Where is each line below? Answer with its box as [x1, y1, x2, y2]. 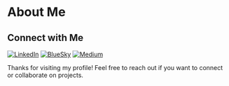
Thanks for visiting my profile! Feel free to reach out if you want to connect [7, 64, 223, 71]
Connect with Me [7, 32, 84, 44]
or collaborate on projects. [7, 71, 84, 79]
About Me [7, 4, 66, 20]
